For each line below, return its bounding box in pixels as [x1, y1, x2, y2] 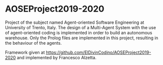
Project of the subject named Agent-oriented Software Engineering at [5, 19, 145, 25]
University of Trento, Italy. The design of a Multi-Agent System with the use [5, 24, 156, 30]
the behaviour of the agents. [5, 40, 62, 46]
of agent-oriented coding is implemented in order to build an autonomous [5, 30, 152, 35]
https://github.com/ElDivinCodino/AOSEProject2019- [46, 49, 151, 55]
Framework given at [5, 49, 45, 55]
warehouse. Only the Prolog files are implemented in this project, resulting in [5, 35, 159, 41]
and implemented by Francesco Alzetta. [17, 54, 97, 60]
